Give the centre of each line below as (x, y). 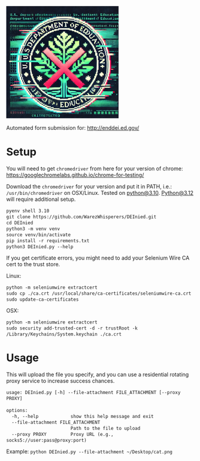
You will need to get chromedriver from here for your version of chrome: (95, 168)
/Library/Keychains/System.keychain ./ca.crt (64, 334)
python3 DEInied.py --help (40, 247)
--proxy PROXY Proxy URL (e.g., (63, 434)
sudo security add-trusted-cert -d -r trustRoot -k (72, 328)
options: (17, 410)
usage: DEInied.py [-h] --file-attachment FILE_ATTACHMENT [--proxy (93, 392)
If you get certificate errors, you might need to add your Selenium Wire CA (98, 258)
